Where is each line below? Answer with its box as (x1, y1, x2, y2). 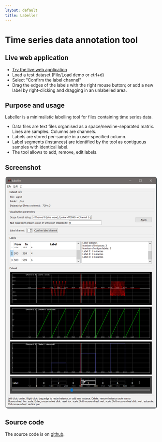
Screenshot (5, 163, 41, 172)
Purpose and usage (5, 101, 65, 109)
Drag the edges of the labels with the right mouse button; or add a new (12, 82, 154, 88)
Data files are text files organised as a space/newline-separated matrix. (12, 124, 155, 130)
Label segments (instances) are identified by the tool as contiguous (12, 139, 147, 145)
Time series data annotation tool (5, 34, 138, 46)
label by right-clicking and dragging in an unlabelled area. (12, 87, 127, 93)
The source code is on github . (5, 431, 65, 437)
